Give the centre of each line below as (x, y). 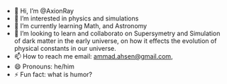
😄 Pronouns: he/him (44, 66)
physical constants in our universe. (65, 48)
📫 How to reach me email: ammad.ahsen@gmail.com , (93, 56)
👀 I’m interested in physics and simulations (76, 18)
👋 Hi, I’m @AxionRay (44, 11)
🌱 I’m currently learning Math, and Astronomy (81, 26)
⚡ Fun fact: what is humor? (53, 74)
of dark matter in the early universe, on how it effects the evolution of (115, 41)
